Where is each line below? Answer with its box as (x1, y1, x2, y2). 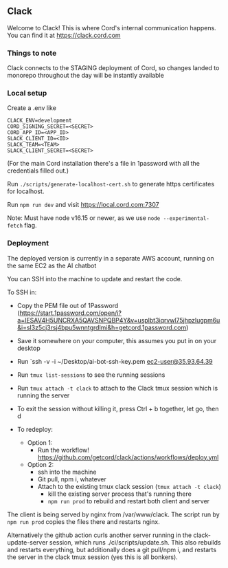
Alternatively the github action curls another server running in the (7, 531, 192, 539)
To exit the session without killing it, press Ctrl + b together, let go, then (16, 404, 219, 413)
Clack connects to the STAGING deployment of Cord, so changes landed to (7, 64, 220, 72)
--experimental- (163, 215, 209, 222)
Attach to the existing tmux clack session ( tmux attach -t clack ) (37, 482, 222, 490)
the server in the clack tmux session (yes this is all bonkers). (7, 553, 179, 561)
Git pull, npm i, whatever (37, 474, 106, 483)
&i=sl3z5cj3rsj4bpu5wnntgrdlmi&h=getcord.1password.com (16, 323, 187, 331)
